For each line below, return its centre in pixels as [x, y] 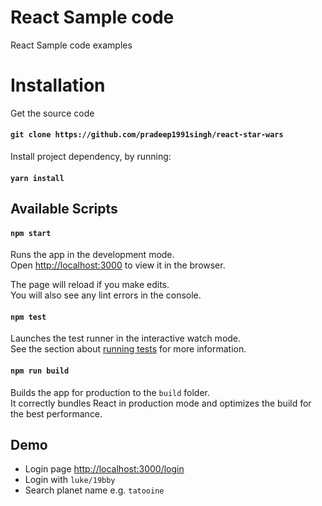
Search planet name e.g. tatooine [94, 490]
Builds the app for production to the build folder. [110, 392]
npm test [28, 317]
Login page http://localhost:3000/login [104, 469]
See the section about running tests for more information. [128, 349]
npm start [31, 233]
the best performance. [56, 413]
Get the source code [52, 113]
